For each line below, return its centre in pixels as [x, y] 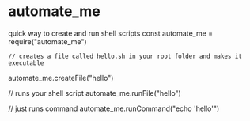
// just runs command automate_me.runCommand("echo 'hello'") [114, 108]
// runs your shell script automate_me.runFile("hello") [95, 93]
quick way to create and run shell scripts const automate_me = [111, 33]
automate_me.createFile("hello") [61, 78]
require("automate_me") [47, 41]
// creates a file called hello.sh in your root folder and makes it [125, 56]
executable [26, 63]
